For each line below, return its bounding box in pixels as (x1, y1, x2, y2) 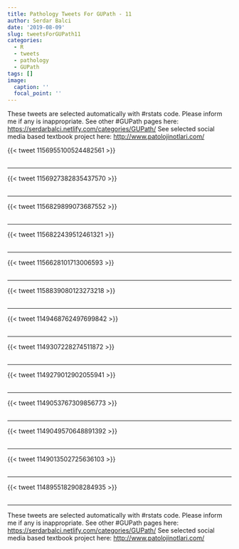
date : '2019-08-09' (7, 24, 65, 31)
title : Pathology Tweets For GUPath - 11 (7, 10, 132, 18)
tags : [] (7, 70, 33, 77)
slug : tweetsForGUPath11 (7, 30, 81, 38)
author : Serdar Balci (7, 17, 72, 24)
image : (7, 76, 27, 84)
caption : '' (14, 83, 50, 91)
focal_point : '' (14, 90, 62, 97)
